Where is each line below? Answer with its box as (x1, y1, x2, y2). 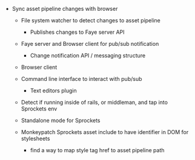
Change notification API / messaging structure (30, 52, 146, 59)
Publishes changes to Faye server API (30, 28, 125, 36)
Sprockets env (21, 105, 58, 112)
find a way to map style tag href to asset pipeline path (30, 147, 165, 153)
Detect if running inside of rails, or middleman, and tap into (21, 99, 168, 106)
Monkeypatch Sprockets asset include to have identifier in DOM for (21, 129, 189, 135)
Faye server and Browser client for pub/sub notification (21, 40, 159, 47)
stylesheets (21, 135, 50, 142)
